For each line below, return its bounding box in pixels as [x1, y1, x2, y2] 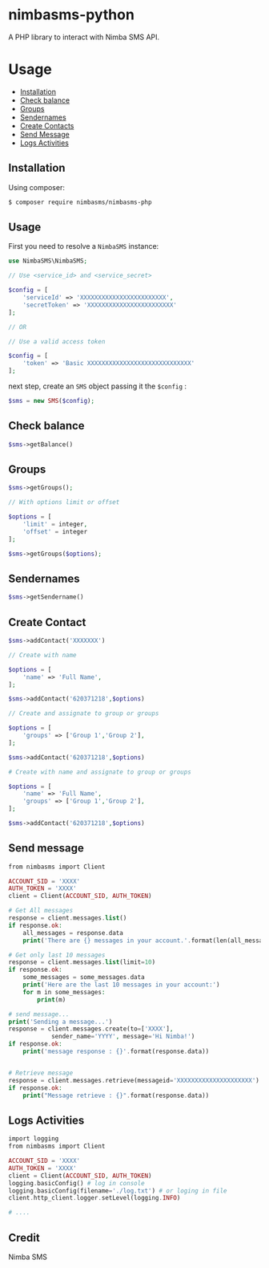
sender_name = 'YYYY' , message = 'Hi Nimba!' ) [50, 1033, 195, 1041]
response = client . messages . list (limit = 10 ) [8, 958, 156, 966]
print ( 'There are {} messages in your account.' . [22, 937, 192, 945]
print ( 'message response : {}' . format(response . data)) [22, 1047, 210, 1056]
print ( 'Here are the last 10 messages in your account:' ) [22, 981, 220, 989]
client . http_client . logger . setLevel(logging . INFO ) [8, 1194, 181, 1202]
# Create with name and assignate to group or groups [8, 768, 192, 776]
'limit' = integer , [22, 520, 88, 528]
